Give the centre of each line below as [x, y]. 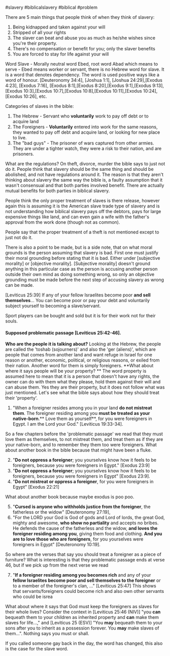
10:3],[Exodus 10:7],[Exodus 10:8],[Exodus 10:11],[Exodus [83, 91]
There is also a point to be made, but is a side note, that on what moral [79, 247]
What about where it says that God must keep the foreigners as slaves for [82, 607]
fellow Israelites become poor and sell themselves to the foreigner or [87, 580]
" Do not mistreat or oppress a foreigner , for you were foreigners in [83, 482]
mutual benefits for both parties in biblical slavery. [58, 191]
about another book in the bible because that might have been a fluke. [79, 450]
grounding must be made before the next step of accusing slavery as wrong [84, 280]
